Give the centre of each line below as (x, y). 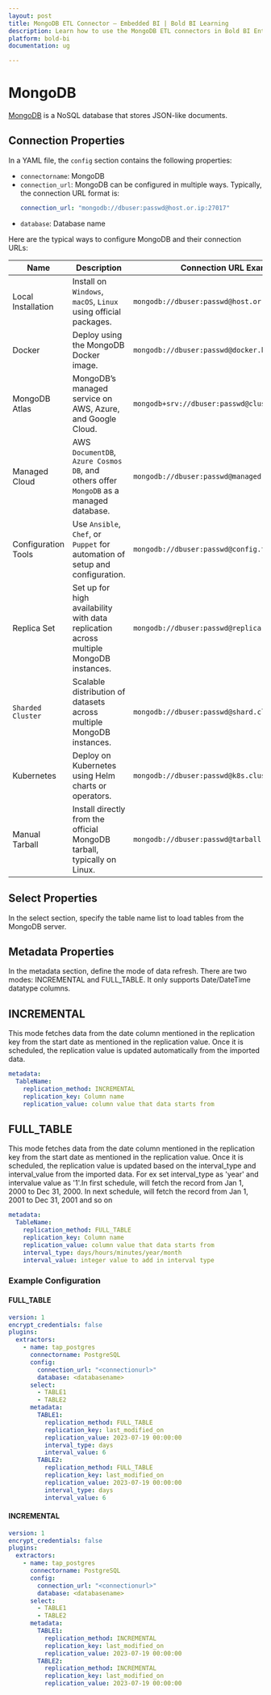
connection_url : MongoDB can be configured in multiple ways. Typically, (141, 184)
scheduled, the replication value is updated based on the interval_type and (132, 1166)
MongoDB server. (38, 926)
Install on (90, 281)
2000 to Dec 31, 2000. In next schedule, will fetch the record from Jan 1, (128, 1192)
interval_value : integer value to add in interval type (119, 1260)
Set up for (91, 587)
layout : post (30, 16)
